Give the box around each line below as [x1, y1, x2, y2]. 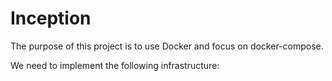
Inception [10, 7, 92, 30]
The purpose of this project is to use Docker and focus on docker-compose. [10, 40, 324, 52]
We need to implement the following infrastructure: [10, 59, 220, 71]
